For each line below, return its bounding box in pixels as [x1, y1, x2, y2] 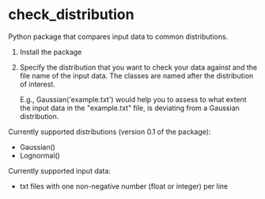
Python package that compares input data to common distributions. [8, 32, 229, 41]
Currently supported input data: [8, 166, 112, 175]
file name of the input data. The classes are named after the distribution [19, 71, 254, 80]
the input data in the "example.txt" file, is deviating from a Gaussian [19, 103, 240, 113]
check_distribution [8, 6, 134, 24]
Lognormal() [19, 151, 61, 160]
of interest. [19, 79, 55, 89]
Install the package [19, 47, 82, 56]
